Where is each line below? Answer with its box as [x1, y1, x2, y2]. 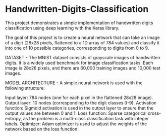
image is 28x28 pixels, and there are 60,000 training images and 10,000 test [5, 65, 161, 71]
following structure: [5, 85, 45, 91]
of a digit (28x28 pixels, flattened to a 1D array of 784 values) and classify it [5, 39, 160, 45]
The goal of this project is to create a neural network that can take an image [5, 34, 160, 40]
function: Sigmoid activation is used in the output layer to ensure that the [5, 105, 154, 111]
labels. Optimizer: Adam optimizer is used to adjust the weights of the [5, 121, 147, 127]
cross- [148, 110, 161, 116]
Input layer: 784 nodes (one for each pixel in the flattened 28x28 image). [5, 95, 154, 101]
